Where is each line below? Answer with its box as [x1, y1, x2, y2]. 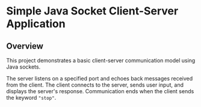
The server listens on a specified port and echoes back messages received [6, 75, 193, 82]
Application [6, 17, 66, 31]
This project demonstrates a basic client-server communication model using [6, 57, 196, 64]
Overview [6, 41, 44, 51]
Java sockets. [6, 63, 41, 70]
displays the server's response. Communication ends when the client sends [6, 88, 194, 94]
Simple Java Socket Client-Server [6, 4, 179, 18]
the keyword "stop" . [6, 94, 57, 101]
